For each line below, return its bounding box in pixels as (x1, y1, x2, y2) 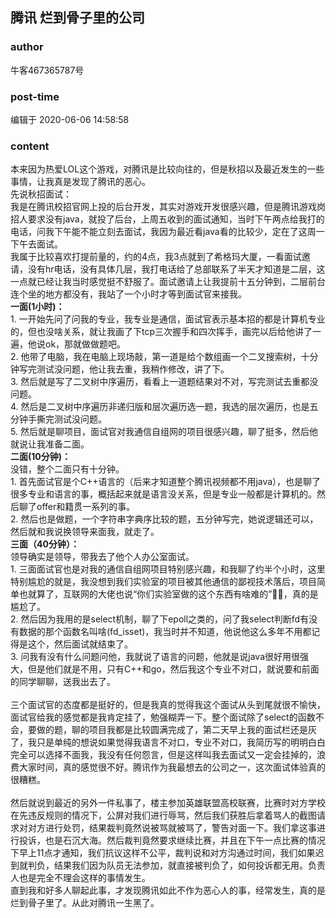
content (10, 139, 50, 153)
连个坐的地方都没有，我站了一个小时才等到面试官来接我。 (10, 288, 247, 300)
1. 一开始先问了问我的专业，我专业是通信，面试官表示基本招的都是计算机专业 (10, 313, 326, 325)
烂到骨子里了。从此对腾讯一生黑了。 (10, 897, 160, 909)
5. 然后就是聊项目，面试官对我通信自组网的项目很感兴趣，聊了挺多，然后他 (10, 426, 318, 438)
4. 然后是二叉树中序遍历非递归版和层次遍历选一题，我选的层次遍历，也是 (10, 401, 310, 413)
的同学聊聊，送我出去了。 (10, 676, 116, 688)
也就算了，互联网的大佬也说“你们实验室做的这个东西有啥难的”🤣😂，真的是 (18, 588, 319, 600)
